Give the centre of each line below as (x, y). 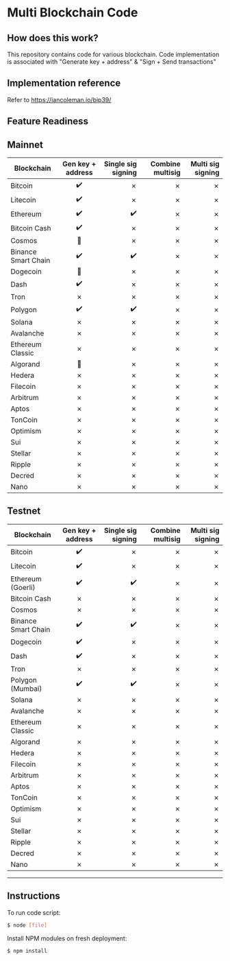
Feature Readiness (48, 121)
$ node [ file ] (27, 925)
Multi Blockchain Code (73, 13)
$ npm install (27, 951)
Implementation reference (64, 83)
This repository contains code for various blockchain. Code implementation (113, 54)
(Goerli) (23, 587)
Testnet (24, 511)
